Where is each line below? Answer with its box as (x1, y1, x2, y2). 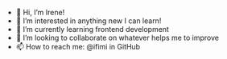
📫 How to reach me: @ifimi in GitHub (15, 42, 141, 51)
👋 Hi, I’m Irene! (15, 8, 65, 17)
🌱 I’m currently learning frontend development (15, 25, 169, 33)
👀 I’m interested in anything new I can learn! (15, 16, 162, 26)
